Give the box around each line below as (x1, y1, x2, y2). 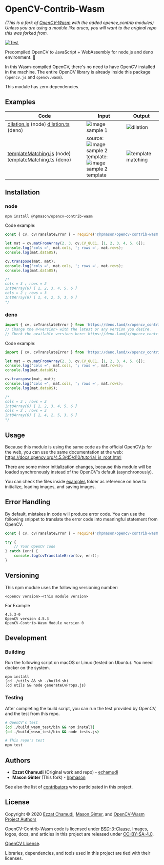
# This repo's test (5, 738, 45, 743)
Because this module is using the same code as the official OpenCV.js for (5, 444, 152, 449)
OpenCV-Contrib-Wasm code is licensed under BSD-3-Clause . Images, (5, 826, 148, 832)
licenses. (5, 855, 23, 861)
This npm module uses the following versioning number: (5, 584, 118, 590)
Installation (5, 188, 40, 197)
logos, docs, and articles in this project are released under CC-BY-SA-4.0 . (5, 831, 154, 837)
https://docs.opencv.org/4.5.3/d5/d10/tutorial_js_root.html (5, 454, 122, 460)
